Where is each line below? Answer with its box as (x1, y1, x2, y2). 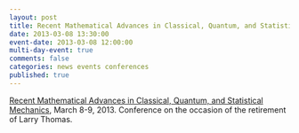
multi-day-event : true (9, 46, 93, 55)
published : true (9, 71, 69, 80)
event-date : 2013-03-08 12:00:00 (9, 37, 133, 47)
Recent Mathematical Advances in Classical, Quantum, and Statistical (9, 95, 264, 106)
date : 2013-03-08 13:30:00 (9, 29, 109, 38)
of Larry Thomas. (9, 113, 73, 124)
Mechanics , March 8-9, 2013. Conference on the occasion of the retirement (9, 104, 287, 115)
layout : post (9, 12, 58, 22)
